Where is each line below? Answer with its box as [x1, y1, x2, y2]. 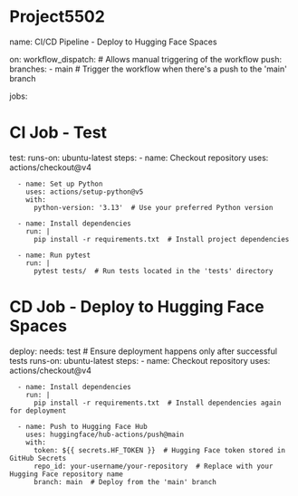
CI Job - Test [9, 122, 107, 143]
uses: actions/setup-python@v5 [25, 187, 144, 196]
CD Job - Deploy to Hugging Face [9, 297, 264, 318]
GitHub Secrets [9, 453, 67, 463]
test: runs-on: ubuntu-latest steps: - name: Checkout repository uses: [9, 152, 269, 163]
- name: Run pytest [17, 251, 91, 260]
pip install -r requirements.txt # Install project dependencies [33, 234, 290, 243]
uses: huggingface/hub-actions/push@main [25, 430, 184, 439]
